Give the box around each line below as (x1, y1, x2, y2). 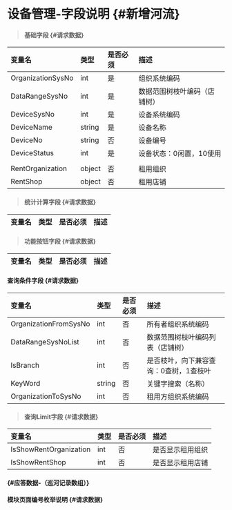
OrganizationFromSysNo (10, 319, 90, 328)
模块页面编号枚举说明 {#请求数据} (7, 496, 104, 504)
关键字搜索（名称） (146, 379, 209, 389)
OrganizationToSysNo (10, 391, 81, 401)
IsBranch (10, 360, 40, 370)
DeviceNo (10, 135, 43, 145)
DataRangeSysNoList (10, 337, 79, 346)
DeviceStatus (10, 148, 54, 158)
